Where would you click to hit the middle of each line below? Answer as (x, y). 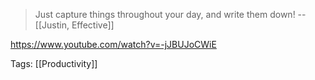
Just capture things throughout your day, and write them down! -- (170, 14)
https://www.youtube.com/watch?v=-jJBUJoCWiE (113, 44)
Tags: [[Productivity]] (54, 63)
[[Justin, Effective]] (74, 25)
